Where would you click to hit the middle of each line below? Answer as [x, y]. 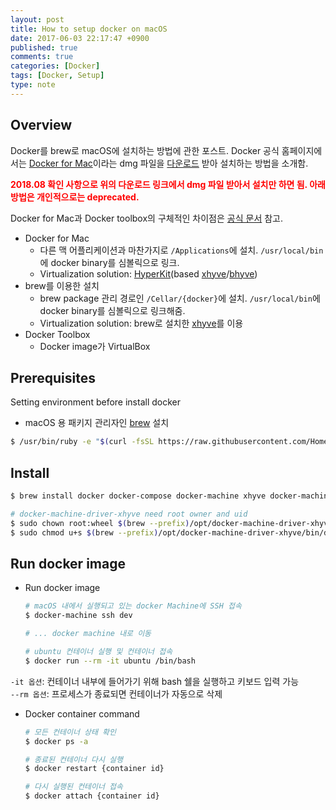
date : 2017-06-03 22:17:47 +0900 [80, 38]
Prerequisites [53, 377]
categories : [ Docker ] [55, 66]
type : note [33, 85]
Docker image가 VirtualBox [95, 346]
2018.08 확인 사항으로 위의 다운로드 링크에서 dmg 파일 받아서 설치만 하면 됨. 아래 [168, 184]
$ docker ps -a [56, 741]
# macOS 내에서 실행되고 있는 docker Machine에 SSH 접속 [133, 606]
